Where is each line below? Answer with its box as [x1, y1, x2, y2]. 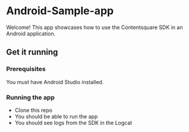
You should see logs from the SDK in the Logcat [14, 119, 133, 126]
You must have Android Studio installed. [6, 78, 104, 85]
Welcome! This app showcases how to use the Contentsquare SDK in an [6, 24, 183, 31]
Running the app [6, 93, 55, 101]
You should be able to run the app [14, 112, 98, 120]
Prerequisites [6, 65, 46, 73]
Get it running [6, 47, 58, 57]
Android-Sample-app [6, 4, 114, 18]
